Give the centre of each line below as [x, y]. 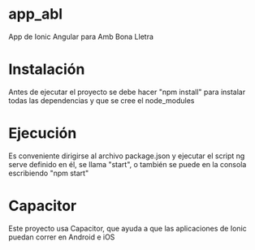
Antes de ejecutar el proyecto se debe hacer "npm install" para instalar [127, 92]
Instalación [47, 69]
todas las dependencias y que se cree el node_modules [102, 100]
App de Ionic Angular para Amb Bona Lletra [81, 37]
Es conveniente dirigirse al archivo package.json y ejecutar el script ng [127, 156]
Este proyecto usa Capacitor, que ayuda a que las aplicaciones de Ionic [128, 228]
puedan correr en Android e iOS [62, 237]
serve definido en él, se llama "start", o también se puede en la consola [127, 164]
